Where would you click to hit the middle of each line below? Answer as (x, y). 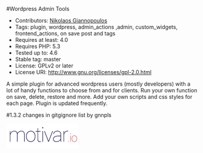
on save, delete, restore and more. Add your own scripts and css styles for (99, 97)
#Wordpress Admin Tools (38, 9)
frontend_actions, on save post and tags (65, 33)
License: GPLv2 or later (44, 66)
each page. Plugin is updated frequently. (57, 103)
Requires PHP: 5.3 (38, 46)
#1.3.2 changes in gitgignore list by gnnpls (59, 115)
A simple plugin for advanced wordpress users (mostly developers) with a (98, 84)
